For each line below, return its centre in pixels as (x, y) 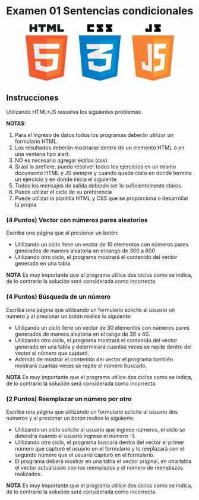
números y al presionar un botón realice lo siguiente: (70, 418)
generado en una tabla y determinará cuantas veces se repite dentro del (103, 346)
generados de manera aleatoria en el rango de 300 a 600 (85, 251)
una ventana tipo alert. (42, 154)
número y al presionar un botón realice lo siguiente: (69, 316)
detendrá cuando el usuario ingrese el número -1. (75, 436)
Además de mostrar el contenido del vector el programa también (94, 359)
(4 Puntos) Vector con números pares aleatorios (77, 220)
